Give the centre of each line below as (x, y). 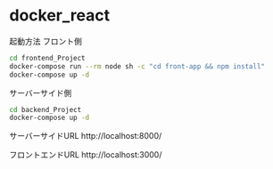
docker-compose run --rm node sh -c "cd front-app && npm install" (137, 66)
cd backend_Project (45, 109)
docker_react (59, 16)
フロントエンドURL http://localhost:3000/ (86, 155)
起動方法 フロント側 (45, 41)
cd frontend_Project (48, 58)
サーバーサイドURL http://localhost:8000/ (86, 136)
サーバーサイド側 (41, 93)
